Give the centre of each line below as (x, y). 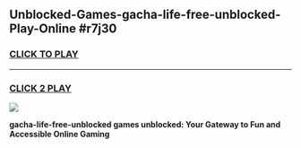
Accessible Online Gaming (60, 134)
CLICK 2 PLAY (40, 88)
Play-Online (43, 29)
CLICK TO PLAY (44, 55)
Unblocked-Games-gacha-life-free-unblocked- (145, 15)
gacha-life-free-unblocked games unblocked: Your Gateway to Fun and (145, 124)
